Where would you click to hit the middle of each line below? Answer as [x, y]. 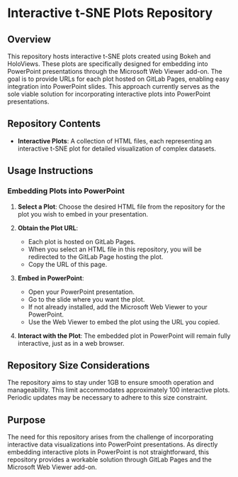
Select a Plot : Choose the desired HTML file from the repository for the [121, 207]
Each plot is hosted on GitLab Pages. [82, 241]
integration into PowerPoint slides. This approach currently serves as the [113, 86]
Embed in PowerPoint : [51, 278]
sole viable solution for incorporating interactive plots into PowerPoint [109, 94]
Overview [29, 39]
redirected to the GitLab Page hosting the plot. [96, 256]
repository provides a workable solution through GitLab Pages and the [110, 460]
